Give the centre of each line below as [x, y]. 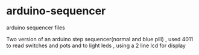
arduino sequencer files [36, 27]
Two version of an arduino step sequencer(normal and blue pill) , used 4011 [100, 39]
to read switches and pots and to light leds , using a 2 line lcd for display [96, 45]
